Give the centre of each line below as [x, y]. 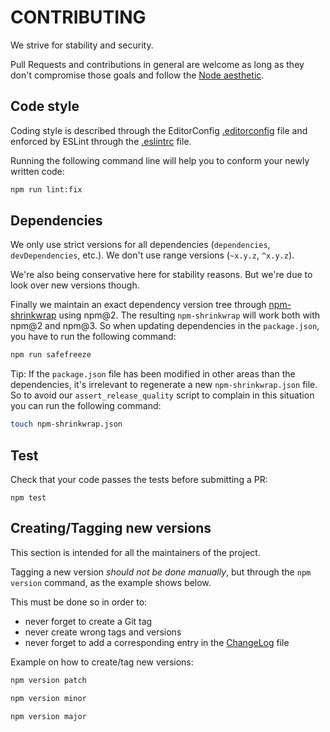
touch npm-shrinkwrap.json [66, 424]
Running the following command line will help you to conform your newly [160, 160]
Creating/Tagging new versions [111, 528]
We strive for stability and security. [82, 45]
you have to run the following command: [93, 337]
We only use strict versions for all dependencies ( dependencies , [140, 245]
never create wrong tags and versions [103, 632]
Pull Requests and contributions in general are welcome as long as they [157, 64]
